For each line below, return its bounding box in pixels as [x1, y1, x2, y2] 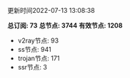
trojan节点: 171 [17, 54, 60, 62]
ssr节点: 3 [17, 63, 48, 71]
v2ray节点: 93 [17, 36, 59, 45]
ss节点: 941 [17, 45, 51, 53]
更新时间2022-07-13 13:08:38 [7, 6, 95, 14]
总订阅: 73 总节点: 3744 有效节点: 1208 [7, 21, 123, 30]
